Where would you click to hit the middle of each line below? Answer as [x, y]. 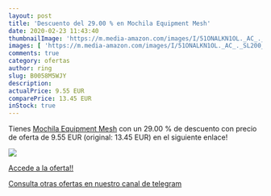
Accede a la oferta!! [41, 168]
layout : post [30, 16]
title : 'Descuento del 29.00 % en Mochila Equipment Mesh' [110, 23]
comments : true [34, 53]
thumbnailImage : [35, 38]
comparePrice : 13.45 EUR [50, 98]
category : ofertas [39, 61]
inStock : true [32, 106]
